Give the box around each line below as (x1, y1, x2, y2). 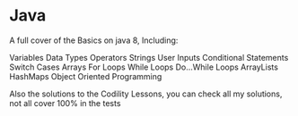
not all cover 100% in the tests (9, 97, 121, 108)
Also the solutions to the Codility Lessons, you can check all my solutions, (9, 88, 283, 99)
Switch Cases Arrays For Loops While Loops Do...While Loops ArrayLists (9, 62, 278, 72)
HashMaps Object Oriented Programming (9, 70, 162, 81)
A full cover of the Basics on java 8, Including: (9, 35, 179, 46)
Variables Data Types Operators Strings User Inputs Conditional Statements (9, 52, 289, 62)
